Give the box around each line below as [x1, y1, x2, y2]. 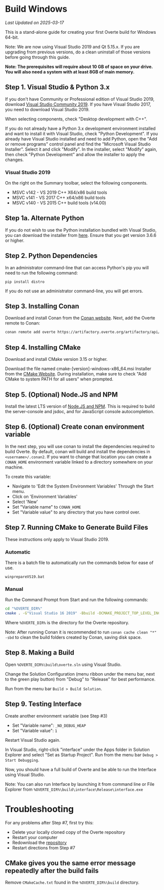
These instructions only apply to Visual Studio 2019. [5, 536, 109, 542]
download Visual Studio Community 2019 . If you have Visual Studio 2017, [5, 101, 151, 107]
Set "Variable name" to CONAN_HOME [12, 504, 82, 510]
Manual [5, 586, 23, 592]
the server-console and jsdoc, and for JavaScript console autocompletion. [5, 408, 155, 414]
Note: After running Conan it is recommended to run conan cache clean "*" [5, 629, 157, 635]
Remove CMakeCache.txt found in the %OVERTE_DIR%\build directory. [5, 880, 140, 886]
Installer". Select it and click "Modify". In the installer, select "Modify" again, [5, 146, 158, 152]
